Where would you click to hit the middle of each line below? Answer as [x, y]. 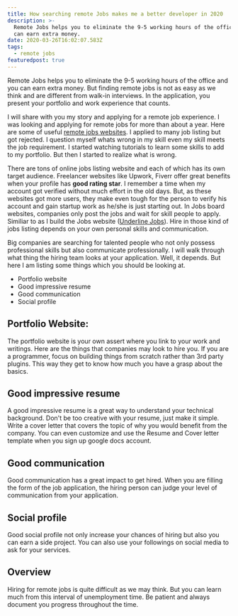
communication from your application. [63, 495]
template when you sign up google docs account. [80, 441]
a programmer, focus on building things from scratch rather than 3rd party [116, 356]
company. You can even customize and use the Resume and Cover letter [113, 433]
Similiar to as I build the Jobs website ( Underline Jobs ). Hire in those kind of [118, 221]
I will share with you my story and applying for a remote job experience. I [113, 117]
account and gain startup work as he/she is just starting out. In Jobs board [116, 206]
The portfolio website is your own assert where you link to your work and [114, 341]
